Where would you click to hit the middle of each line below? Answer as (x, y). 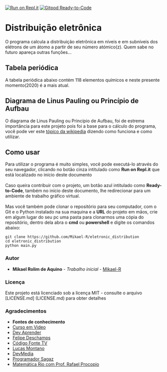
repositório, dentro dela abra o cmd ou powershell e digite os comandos (80, 222)
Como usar (23, 152)
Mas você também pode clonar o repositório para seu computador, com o (81, 206)
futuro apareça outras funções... (38, 52)
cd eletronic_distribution (33, 241)
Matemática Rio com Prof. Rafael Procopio (56, 365)
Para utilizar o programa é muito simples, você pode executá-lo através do (82, 164)
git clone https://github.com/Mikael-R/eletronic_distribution (72, 237)
